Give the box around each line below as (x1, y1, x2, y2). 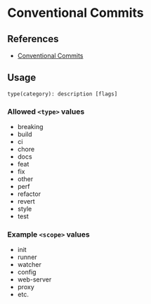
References (7, 33, 59, 45)
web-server (17, 275, 52, 284)
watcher (17, 260, 42, 269)
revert (17, 197, 35, 206)
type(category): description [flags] (7, 90, 118, 98)
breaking (17, 123, 44, 131)
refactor (17, 190, 41, 198)
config (17, 268, 37, 277)
